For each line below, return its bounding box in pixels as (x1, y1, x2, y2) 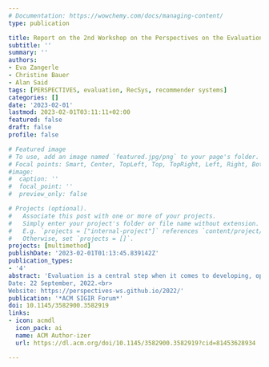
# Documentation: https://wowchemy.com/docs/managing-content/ (8, 11, 224, 20)
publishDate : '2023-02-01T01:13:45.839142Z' (8, 250, 159, 258)
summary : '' (8, 49, 48, 57)
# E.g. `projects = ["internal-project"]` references (8, 226, 199, 235)
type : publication (8, 19, 70, 27)
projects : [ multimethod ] (8, 242, 91, 250)
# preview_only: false (8, 190, 88, 198)
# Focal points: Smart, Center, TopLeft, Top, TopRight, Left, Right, (8, 160, 249, 169)
